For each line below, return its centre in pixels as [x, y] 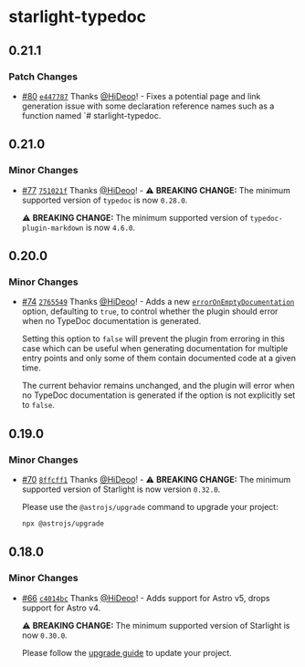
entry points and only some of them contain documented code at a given [159, 359]
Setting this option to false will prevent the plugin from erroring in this [153, 339]
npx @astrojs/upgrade [63, 523]
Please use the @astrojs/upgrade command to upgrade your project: [150, 506]
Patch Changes [43, 77]
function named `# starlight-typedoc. [91, 115]
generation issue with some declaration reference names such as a [148, 106]
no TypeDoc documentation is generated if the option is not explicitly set [158, 395]
